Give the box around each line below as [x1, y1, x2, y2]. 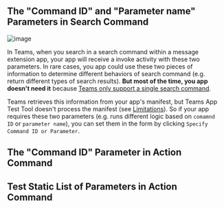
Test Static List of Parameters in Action [7, 181, 177, 192]
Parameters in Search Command [7, 16, 149, 28]
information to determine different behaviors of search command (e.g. [7, 69, 205, 78]
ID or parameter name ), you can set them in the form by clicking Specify [7, 119, 208, 128]
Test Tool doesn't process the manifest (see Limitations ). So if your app [7, 104, 210, 113]
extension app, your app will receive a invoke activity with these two [7, 55, 201, 63]
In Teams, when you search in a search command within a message [7, 47, 199, 56]
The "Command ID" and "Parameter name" [7, 5, 196, 17]
